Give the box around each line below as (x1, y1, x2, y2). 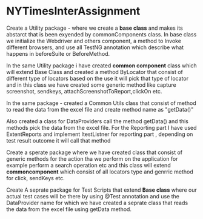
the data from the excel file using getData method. (6, 205, 132, 213)
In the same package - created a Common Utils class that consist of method (6, 99, 197, 107)
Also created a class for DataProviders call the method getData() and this (6, 117, 189, 125)
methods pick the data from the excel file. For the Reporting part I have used (6, 124, 197, 131)
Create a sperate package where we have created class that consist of (6, 149, 183, 156)
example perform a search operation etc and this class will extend (6, 161, 171, 169)
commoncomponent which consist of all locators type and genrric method (6, 168, 194, 175)
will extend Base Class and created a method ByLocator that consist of (6, 68, 183, 75)
